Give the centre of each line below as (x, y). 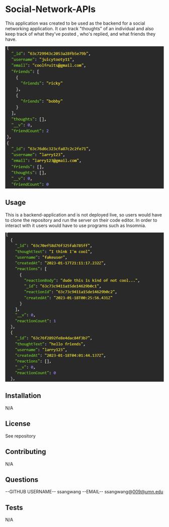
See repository (21, 436)
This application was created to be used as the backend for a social (75, 23)
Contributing (26, 452)
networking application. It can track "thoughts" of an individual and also (79, 28)
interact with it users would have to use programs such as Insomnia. (76, 225)
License (18, 424)
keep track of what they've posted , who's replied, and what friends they (80, 34)
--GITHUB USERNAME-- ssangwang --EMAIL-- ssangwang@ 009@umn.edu (84, 492)
